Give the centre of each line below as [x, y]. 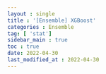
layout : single [31, 14]
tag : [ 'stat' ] [30, 33]
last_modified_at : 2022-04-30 [53, 60]
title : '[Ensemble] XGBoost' [52, 20]
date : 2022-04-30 [33, 54]
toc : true [23, 47]
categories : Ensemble [41, 27]
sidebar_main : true [38, 40]
